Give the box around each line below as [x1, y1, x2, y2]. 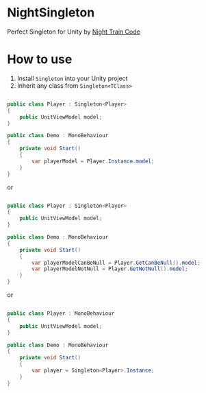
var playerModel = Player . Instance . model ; [31, 158, 155, 165]
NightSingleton [7, 5, 95, 21]
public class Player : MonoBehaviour [7, 310, 115, 317]
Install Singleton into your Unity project [16, 74, 128, 82]
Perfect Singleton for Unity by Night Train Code [7, 27, 140, 36]
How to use [7, 51, 73, 67]
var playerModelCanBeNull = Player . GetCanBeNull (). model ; [31, 259, 201, 266]
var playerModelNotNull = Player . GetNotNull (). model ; [31, 265, 188, 272]
